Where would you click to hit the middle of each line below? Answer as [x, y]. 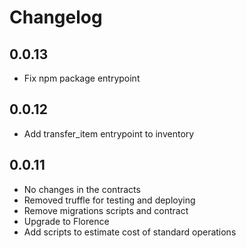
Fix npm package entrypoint [82, 78]
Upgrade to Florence [66, 221]
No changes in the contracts [82, 189]
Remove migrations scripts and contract [106, 210]
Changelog [56, 17]
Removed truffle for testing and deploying [109, 200]
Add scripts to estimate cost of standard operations [130, 232]
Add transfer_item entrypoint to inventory [109, 133]
